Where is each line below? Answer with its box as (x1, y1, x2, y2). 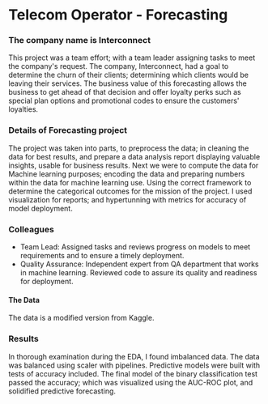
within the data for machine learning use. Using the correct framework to (8, 177, 252, 187)
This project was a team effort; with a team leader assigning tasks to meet (8, 53, 256, 62)
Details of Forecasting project (8, 125, 128, 136)
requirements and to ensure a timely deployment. (19, 251, 185, 261)
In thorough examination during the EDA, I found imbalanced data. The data (8, 351, 261, 361)
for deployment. (19, 277, 74, 287)
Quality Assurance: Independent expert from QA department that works (19, 259, 259, 269)
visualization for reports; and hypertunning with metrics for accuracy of (8, 194, 247, 204)
